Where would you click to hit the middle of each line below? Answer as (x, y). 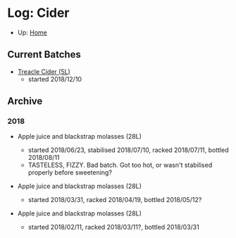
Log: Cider (38, 13)
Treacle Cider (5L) (44, 71)
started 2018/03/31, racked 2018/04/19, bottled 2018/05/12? (115, 200)
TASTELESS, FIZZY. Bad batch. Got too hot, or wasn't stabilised (120, 165)
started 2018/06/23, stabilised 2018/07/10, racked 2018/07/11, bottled (128, 150)
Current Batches (44, 55)
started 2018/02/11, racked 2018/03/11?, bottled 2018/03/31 (113, 227)
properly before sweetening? (70, 173)
